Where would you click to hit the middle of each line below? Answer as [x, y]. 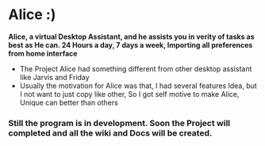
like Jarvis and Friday [54, 77]
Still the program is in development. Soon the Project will [119, 123]
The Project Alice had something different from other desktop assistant [136, 68]
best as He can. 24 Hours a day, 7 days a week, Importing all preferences [131, 44]
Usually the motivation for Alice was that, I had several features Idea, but [138, 86]
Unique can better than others [69, 102]
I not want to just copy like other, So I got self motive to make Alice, [129, 94]
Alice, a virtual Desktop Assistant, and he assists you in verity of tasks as [132, 36]
